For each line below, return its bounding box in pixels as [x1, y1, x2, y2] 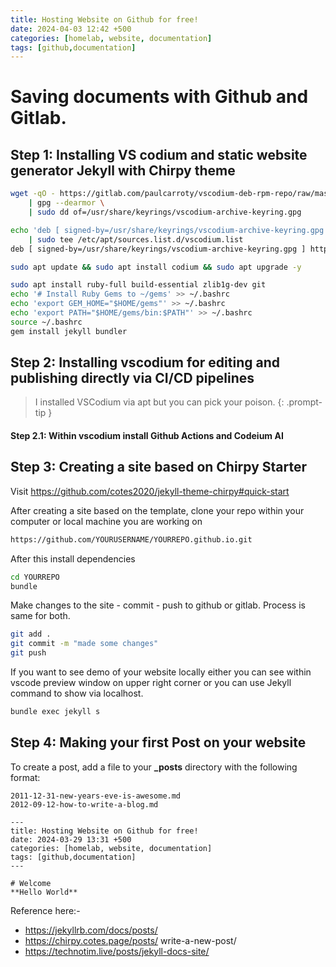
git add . [10, 629, 52, 640]
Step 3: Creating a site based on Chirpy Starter [10, 459, 308, 476]
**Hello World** [10, 887, 78, 897]
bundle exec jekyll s [10, 707, 101, 717]
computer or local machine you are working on [10, 515, 203, 527]
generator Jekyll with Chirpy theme [10, 162, 236, 179]
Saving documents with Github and [10, 86, 309, 108]
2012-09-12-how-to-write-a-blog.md [10, 799, 159, 810]
